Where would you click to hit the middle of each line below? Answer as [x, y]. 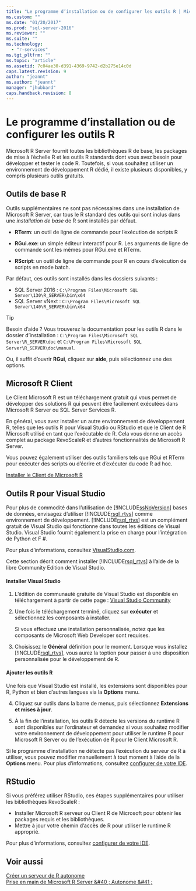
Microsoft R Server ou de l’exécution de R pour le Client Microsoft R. [96, 739]
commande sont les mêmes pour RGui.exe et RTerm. [78, 249]
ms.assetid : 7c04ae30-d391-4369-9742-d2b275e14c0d [69, 66]
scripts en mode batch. [42, 267]
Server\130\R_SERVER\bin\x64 [50, 295]
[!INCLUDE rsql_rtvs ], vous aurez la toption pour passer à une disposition [102, 653]
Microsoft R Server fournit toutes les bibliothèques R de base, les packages [97, 150]
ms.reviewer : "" [26, 33]
